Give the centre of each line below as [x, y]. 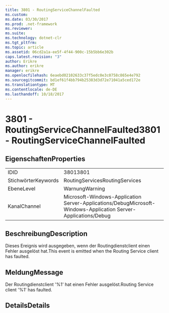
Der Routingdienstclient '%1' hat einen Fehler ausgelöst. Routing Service [79, 284]
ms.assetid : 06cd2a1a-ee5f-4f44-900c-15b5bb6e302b [59, 52]
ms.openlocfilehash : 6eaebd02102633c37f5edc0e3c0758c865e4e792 [73, 75]
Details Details [28, 306]
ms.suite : [16, 33]
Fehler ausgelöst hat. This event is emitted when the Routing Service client [82, 251]
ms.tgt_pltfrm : [21, 43]
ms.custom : [17, 15]
